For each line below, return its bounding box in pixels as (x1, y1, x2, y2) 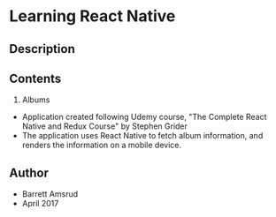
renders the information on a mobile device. (21, 139, 182, 151)
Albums (21, 94, 50, 105)
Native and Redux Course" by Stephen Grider (21, 121, 188, 131)
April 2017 (21, 198, 59, 209)
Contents (9, 71, 62, 86)
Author (9, 165, 49, 180)
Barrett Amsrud (21, 189, 79, 199)
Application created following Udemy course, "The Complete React (21, 112, 267, 123)
